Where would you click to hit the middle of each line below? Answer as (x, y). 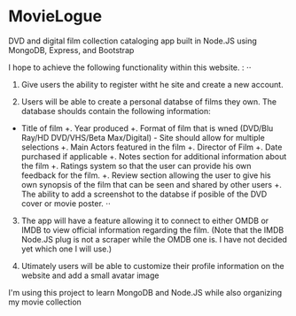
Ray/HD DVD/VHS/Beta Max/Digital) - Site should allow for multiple (143, 137)
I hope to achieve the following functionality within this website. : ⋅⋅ (130, 67)
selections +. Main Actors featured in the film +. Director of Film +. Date (152, 147)
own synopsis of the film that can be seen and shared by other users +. (152, 184)
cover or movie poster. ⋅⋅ (66, 203)
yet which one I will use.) (66, 249)
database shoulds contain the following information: (116, 111)
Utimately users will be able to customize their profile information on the (152, 266)
